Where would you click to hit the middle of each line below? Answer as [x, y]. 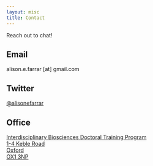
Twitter [21, 89]
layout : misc [23, 12]
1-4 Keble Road [25, 143]
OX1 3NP [17, 156]
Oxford [15, 150]
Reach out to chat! [29, 35]
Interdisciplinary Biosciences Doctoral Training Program [76, 137]
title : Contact [26, 18]
